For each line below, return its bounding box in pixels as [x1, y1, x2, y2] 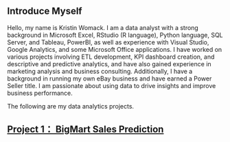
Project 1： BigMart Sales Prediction [7, 124, 164, 135]
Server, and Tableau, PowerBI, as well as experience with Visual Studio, [7, 38, 209, 46]
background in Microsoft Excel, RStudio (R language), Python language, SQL [7, 31, 223, 39]
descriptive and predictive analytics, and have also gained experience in [7, 59, 211, 68]
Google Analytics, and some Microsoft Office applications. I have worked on [7, 45, 222, 53]
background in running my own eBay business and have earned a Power [7, 74, 212, 83]
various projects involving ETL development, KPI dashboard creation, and [7, 53, 215, 61]
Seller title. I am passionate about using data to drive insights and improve [7, 81, 216, 89]
